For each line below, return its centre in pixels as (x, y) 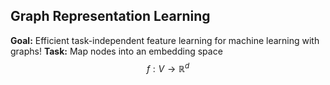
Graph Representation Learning (110, 16)
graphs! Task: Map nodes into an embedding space (116, 51)
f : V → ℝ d (168, 67)
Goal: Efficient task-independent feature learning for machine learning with (165, 40)
